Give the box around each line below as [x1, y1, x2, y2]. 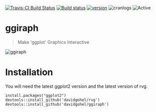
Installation [5, 67, 53, 78]
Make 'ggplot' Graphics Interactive [17, 39, 90, 45]
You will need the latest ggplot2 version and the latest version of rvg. [5, 83, 148, 89]
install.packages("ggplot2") [5, 93, 66, 98]
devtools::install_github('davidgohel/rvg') [5, 97, 100, 102]
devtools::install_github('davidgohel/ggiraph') [5, 101, 109, 107]
